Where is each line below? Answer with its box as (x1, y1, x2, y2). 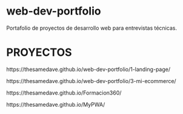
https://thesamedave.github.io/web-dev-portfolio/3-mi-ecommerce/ (6, 77, 177, 84)
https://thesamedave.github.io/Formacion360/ (6, 89, 122, 96)
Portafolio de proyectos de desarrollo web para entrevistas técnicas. (6, 24, 178, 32)
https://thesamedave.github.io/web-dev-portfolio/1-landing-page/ (6, 65, 171, 73)
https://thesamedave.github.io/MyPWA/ (6, 101, 105, 108)
